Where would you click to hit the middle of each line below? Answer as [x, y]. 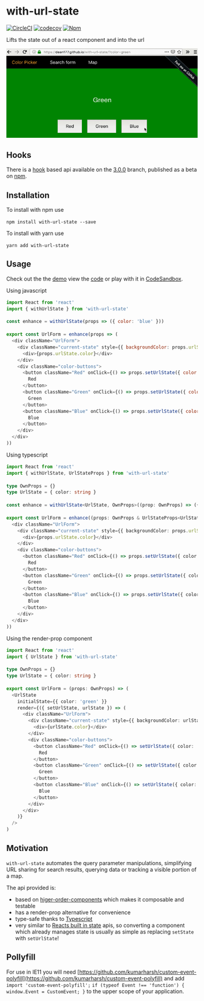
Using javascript [27, 290]
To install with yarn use [35, 233]
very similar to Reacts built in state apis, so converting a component [100, 925]
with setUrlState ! [37, 938]
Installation [28, 195]
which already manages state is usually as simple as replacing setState [104, 931]
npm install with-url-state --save [51, 222]
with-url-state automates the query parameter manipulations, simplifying [99, 863]
